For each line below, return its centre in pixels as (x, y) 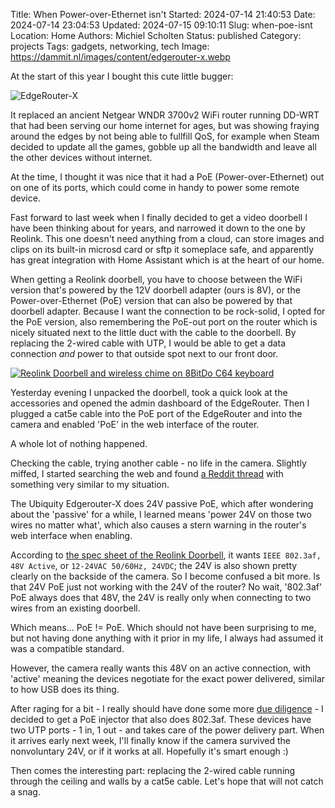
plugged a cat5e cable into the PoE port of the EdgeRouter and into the (156, 413)
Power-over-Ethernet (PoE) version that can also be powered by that (151, 300)
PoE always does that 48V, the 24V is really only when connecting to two (161, 597)
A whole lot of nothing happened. (79, 443)
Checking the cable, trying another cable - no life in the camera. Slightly (158, 463)
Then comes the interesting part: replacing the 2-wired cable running (153, 770)
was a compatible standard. (67, 648)
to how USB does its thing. (65, 689)
